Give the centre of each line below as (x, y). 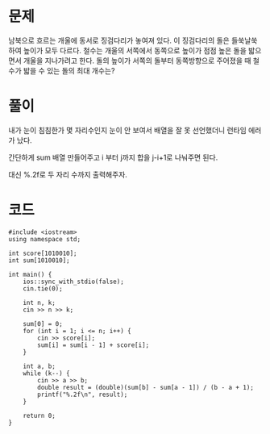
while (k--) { (46, 373)
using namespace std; (45, 239)
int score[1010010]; (43, 253)
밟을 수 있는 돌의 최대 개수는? (69, 70)
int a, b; (39, 366)
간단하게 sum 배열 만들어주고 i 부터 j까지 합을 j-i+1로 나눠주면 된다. (113, 157)
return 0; (39, 415)
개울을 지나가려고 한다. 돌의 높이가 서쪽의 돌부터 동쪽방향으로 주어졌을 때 (137, 61)
